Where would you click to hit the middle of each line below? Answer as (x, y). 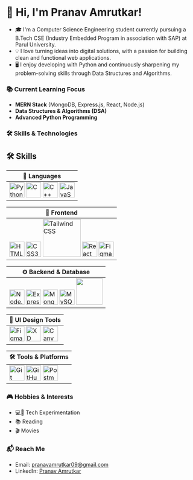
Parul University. (35, 44)
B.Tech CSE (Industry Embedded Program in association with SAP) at (101, 38)
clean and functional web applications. (63, 57)
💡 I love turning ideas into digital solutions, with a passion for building (101, 51)
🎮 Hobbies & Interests (40, 397)
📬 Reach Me (26, 449)
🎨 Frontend (62, 213)
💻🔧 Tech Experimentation (47, 412)
